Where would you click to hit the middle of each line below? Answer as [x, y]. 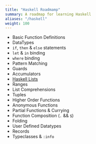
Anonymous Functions [35, 105]
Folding [20, 121]
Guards [20, 69]
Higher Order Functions [36, 100]
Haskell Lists [25, 79]
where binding [26, 58]
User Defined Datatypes [37, 126]
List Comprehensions [34, 89]
